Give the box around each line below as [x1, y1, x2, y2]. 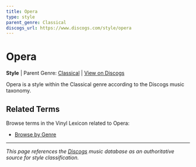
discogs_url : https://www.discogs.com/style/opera [6, 25, 132, 31]
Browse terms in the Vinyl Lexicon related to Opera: [6, 120, 130, 127]
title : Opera [6, 8, 38, 15]
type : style [6, 14, 35, 20]
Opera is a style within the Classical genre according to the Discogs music [6, 81, 185, 88]
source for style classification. [6, 154, 79, 161]
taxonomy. [6, 87, 32, 94]
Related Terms [6, 104, 60, 114]
